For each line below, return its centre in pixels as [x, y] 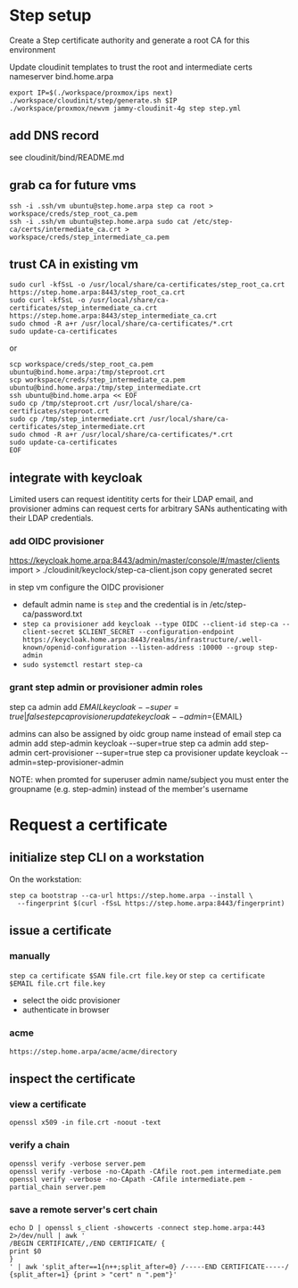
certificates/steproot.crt [59, 411]
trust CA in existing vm [74, 264]
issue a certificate [61, 931]
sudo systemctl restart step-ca [82, 665]
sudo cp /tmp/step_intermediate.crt [77, 419]
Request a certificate [88, 825]
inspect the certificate [72, 1079]
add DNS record [54, 136]
